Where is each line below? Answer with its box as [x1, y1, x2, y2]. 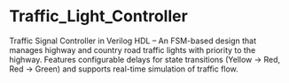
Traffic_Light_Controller [9, 6, 188, 26]
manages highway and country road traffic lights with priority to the [9, 44, 256, 55]
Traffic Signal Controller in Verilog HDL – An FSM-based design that [9, 35, 257, 46]
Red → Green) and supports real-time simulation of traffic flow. [9, 64, 239, 74]
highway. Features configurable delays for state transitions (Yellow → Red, [9, 54, 281, 64]
